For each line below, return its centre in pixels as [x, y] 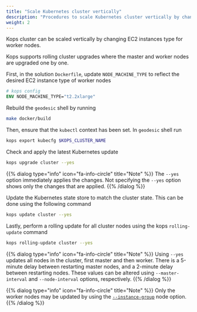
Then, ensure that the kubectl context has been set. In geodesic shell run [94, 130]
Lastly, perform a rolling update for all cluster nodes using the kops [87, 226]
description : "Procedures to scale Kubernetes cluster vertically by [93, 17]
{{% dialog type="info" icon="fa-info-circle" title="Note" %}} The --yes [93, 174]
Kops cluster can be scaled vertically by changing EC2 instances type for [94, 39]
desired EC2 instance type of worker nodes [59, 80]
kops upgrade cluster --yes [40, 162]
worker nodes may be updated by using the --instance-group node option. [96, 296]
